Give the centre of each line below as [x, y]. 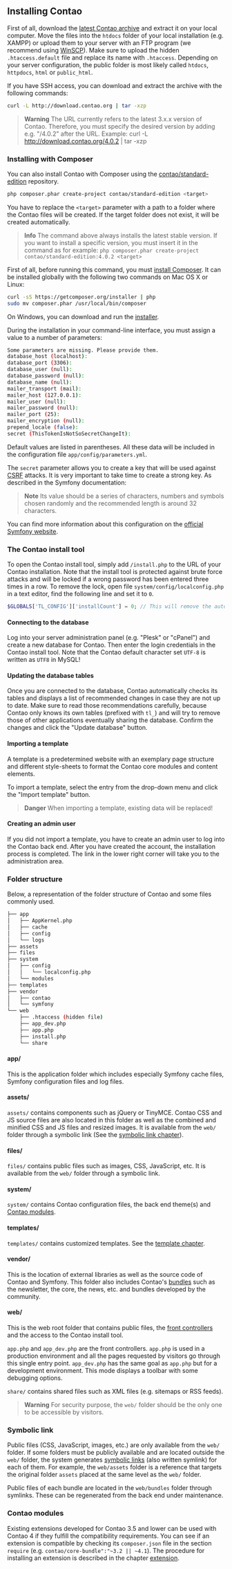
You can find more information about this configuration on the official [105, 524]
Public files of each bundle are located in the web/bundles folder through [110, 1488]
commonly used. [31, 902]
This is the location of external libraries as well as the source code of [105, 1274]
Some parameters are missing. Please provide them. [83, 350]
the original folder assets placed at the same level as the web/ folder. [104, 1475]
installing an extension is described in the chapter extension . [93, 1558]
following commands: [38, 93]
